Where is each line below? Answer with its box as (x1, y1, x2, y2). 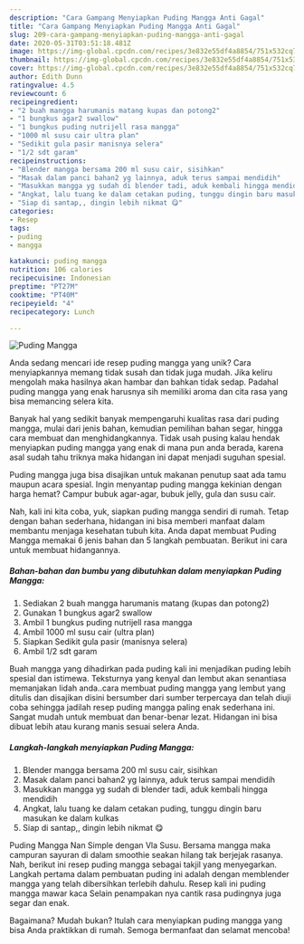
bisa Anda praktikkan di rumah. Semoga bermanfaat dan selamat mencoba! (9, 925, 290, 936)
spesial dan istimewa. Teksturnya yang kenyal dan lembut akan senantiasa (9, 673, 287, 684)
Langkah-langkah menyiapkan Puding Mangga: (9, 741, 195, 752)
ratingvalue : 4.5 (9, 81, 75, 90)
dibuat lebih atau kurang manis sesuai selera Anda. (9, 721, 200, 732)
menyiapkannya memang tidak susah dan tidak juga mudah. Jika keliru (9, 367, 273, 378)
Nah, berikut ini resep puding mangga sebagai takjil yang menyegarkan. (9, 859, 278, 870)
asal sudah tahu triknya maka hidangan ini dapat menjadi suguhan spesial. (9, 452, 287, 462)
